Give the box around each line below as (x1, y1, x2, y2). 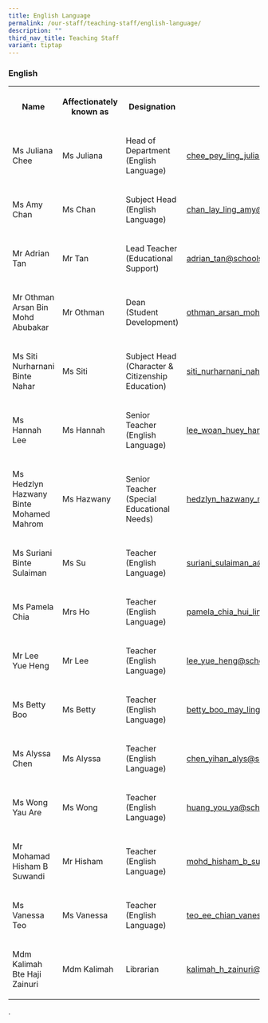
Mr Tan (62, 253, 89, 264)
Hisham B (12, 861, 49, 872)
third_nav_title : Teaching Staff (8, 34, 120, 42)
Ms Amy (12, 199, 44, 210)
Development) (125, 317, 179, 328)
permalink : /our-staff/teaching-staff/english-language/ (8, 19, 202, 27)
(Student (125, 307, 159, 318)
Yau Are (12, 807, 42, 819)
